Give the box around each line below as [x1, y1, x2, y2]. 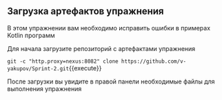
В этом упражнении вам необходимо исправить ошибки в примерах [7, 23, 211, 32]
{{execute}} [68, 63, 102, 72]
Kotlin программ [7, 31, 55, 39]
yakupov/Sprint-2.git [7, 65, 70, 72]
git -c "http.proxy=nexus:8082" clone [7, 58, 119, 65]
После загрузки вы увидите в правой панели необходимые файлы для [7, 77, 215, 86]
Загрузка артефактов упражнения [7, 6, 164, 17]
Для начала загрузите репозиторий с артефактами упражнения [7, 44, 196, 52]
